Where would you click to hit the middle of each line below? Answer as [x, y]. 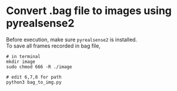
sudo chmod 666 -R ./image [39, 67]
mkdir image [21, 62]
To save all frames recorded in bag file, [54, 46]
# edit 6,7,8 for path [34, 77]
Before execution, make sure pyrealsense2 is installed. [71, 39]
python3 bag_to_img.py [34, 82]
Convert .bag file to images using [89, 11]
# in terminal [24, 56]
